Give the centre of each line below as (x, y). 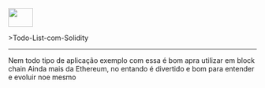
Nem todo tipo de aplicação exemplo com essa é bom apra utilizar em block (131, 60)
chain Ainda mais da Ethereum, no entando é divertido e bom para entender (131, 69)
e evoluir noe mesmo (42, 77)
